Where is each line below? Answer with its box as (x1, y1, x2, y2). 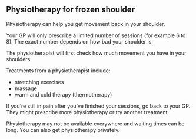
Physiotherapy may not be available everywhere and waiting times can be (6, 120, 185, 127)
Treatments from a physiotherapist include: (6, 67, 111, 74)
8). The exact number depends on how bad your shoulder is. (6, 38, 153, 45)
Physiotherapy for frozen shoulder (6, 5, 135, 15)
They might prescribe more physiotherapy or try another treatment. (6, 108, 170, 115)
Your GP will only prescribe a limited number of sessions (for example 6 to (6, 32, 186, 39)
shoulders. (6, 55, 32, 62)
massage (14, 85, 37, 92)
